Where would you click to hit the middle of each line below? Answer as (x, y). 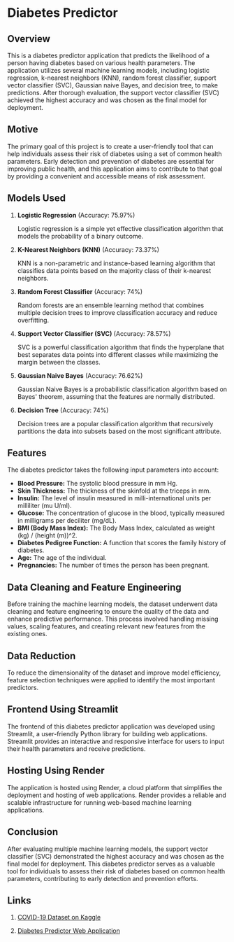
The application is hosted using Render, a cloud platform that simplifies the (115, 787)
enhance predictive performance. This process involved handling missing (113, 619)
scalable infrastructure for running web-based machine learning (100, 802)
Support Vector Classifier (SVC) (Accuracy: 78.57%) (94, 333)
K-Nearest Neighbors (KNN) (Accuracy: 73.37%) (88, 249)
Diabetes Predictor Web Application (68, 931)
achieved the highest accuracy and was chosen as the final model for (107, 100)
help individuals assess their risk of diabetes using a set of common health (115, 154)
